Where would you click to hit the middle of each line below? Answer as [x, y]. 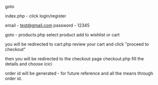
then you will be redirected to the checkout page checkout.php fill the [74, 59]
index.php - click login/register [36, 16]
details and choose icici [29, 64]
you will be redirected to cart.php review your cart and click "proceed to [77, 44]
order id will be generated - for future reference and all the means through [79, 73]
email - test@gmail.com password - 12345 [47, 25]
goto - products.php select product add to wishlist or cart [62, 35]
